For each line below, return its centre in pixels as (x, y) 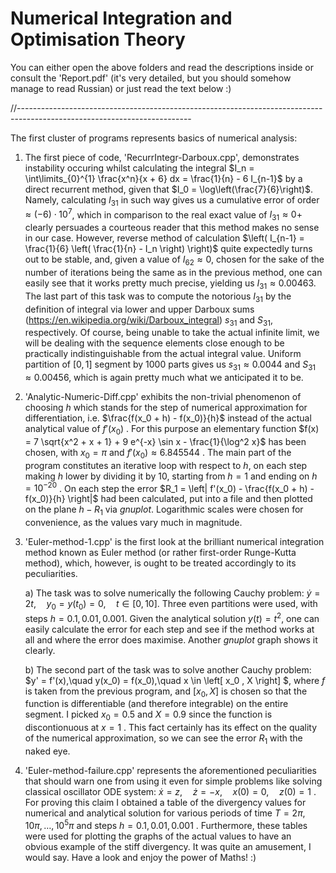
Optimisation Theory (98, 39)
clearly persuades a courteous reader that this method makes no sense (172, 228)
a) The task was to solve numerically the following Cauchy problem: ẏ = (172, 593)
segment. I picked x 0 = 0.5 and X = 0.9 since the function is (148, 715)
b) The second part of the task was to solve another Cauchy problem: (168, 669)
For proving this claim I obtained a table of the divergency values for (165, 803)
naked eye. (47, 751)
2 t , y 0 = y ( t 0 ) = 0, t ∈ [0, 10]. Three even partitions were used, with (171, 605)
